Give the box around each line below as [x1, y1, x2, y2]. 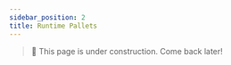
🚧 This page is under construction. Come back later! [30, 45, 223, 56]
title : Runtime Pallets [9, 21, 98, 30]
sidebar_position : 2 [9, 12, 87, 22]
